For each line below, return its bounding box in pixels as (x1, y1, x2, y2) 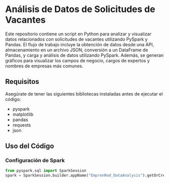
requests (12, 122, 31, 128)
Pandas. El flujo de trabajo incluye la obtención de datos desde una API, (5, 41, 154, 47)
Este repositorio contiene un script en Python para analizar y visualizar (5, 31, 152, 37)
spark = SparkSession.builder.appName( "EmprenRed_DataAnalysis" (5, 173, 143, 178)
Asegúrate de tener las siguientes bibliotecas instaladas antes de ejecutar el (5, 90, 163, 97)
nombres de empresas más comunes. (5, 63, 83, 69)
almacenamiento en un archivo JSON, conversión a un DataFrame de (5, 47, 148, 53)
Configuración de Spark (5, 157, 65, 164)
